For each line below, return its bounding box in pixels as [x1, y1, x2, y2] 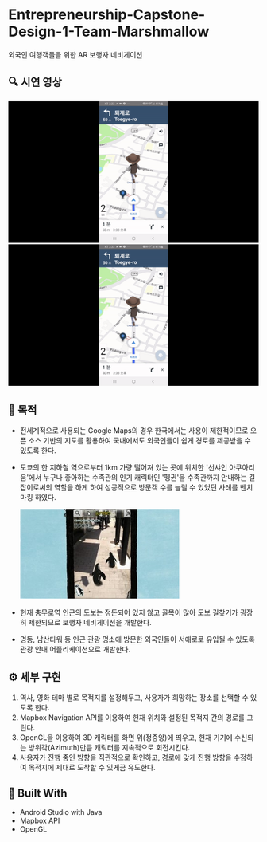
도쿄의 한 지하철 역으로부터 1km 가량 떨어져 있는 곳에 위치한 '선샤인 [19, 462, 228, 472]
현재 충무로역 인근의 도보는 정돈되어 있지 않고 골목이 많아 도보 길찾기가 [19, 608, 238, 617]
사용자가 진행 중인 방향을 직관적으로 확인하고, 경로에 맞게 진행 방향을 [19, 753, 232, 762]
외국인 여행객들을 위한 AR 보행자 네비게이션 [8, 49, 143, 59]
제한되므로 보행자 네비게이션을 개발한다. [28, 618, 153, 628]
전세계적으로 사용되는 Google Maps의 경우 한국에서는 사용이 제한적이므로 [19, 426, 249, 435]
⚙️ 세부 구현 [8, 670, 62, 683]
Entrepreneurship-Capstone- [8, 6, 206, 24]
